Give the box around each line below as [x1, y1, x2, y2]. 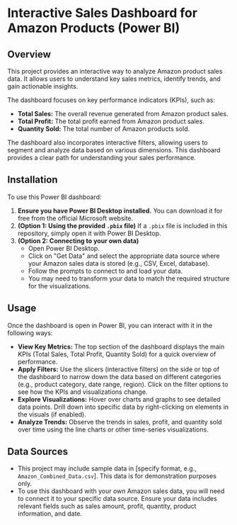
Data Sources [7, 446, 69, 458]
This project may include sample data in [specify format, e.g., [17, 464, 197, 473]
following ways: [7, 328, 53, 337]
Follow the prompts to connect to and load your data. [28, 266, 183, 275]
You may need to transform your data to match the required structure [28, 274, 230, 283]
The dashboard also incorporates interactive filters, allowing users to [7, 138, 208, 147]
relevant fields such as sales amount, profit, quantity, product [17, 502, 197, 511]
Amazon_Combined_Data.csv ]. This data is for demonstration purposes [17, 472, 217, 480]
